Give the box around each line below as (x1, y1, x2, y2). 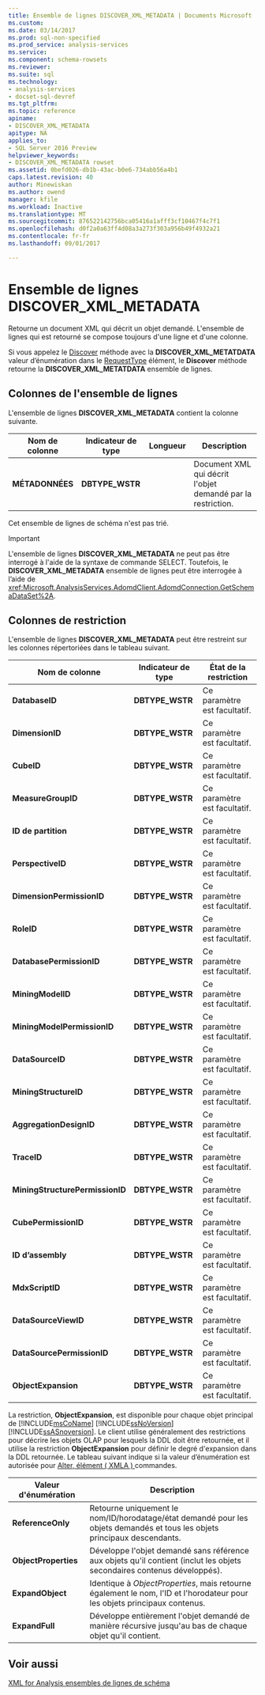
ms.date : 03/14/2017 (8, 26, 77, 34)
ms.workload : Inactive (8, 202, 83, 210)
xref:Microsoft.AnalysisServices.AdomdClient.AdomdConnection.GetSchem (8, 582, 255, 592)
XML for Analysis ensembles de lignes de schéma (8, 1678, 170, 1688)
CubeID (12, 760, 41, 771)
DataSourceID (12, 1054, 65, 1065)
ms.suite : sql (8, 70, 55, 78)
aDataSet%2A (8, 591, 54, 600)
